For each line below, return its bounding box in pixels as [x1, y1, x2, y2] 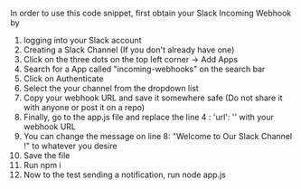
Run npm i [23, 160, 61, 170]
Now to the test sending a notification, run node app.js [23, 169, 227, 180]
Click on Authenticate [23, 73, 104, 84]
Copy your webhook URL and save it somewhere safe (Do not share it [23, 92, 283, 103]
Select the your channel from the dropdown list [23, 83, 200, 93]
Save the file [23, 150, 71, 161]
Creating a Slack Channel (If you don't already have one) [23, 44, 235, 55]
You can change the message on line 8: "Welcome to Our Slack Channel [23, 131, 293, 141]
